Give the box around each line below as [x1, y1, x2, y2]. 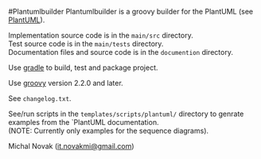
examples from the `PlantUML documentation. [8, 118, 159, 126]
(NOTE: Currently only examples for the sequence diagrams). [8, 126, 209, 135]
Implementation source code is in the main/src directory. [8, 31, 193, 40]
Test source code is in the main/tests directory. [8, 39, 164, 48]
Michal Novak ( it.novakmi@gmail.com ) [8, 142, 134, 150]
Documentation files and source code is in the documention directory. [8, 48, 233, 56]
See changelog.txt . [8, 94, 72, 103]
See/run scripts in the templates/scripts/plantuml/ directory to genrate [8, 109, 244, 118]
